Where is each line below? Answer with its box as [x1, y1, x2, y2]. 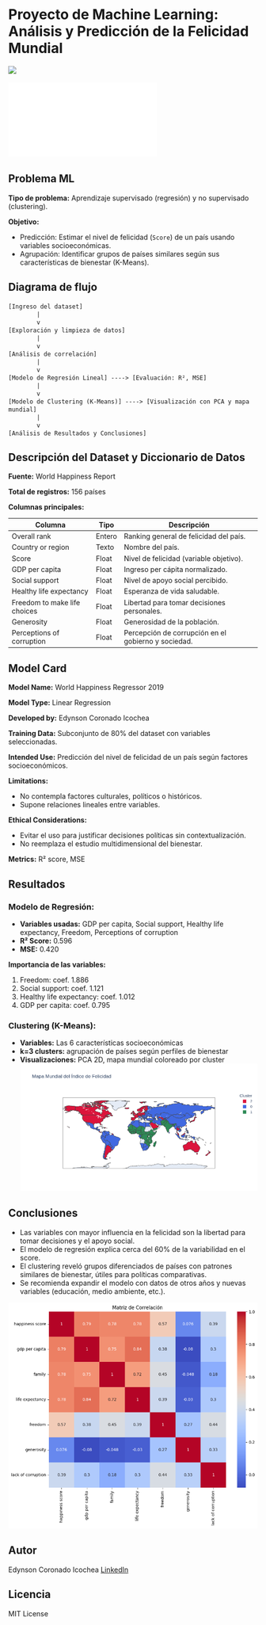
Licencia [8, 1588, 51, 1601]
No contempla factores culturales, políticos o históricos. [19, 792, 203, 801]
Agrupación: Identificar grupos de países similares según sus [19, 249, 220, 258]
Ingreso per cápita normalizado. [123, 564, 228, 574]
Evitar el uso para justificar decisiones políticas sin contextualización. [19, 830, 247, 841]
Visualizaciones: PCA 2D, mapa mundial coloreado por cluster [19, 1055, 226, 1065]
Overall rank [11, 532, 51, 541]
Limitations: [8, 776, 49, 786]
